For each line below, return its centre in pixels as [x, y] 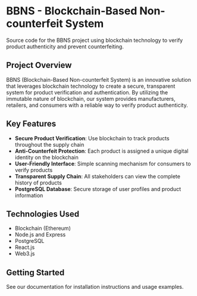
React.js [25, 247]
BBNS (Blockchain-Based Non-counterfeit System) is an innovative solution [99, 79]
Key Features [31, 124]
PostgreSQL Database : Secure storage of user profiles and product [98, 189]
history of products [38, 183]
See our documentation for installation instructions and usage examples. [95, 287]
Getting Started [35, 272]
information [29, 195]
